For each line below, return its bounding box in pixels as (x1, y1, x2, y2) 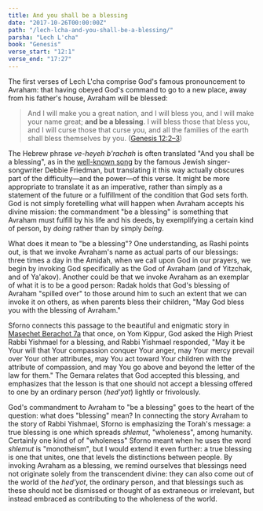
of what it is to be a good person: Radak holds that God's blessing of (8, 280, 230, 290)
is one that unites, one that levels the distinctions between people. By (8, 452, 233, 462)
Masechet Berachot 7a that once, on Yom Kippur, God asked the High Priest (8, 328, 254, 338)
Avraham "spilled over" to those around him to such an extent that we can (8, 288, 247, 298)
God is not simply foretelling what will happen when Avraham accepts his (8, 198, 245, 208)
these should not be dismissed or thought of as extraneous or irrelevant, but (8, 485, 255, 495)
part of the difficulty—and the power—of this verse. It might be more (8, 173, 230, 183)
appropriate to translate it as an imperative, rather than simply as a (8, 182, 223, 191)
